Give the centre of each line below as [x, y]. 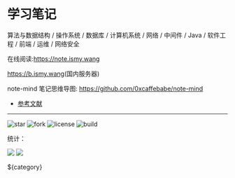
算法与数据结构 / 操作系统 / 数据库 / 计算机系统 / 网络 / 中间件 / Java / [107, 35]
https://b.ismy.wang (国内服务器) [54, 74]
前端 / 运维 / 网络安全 [49, 43]
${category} [25, 167]
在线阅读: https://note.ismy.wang [54, 59]
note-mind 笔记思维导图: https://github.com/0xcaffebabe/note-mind [105, 88]
